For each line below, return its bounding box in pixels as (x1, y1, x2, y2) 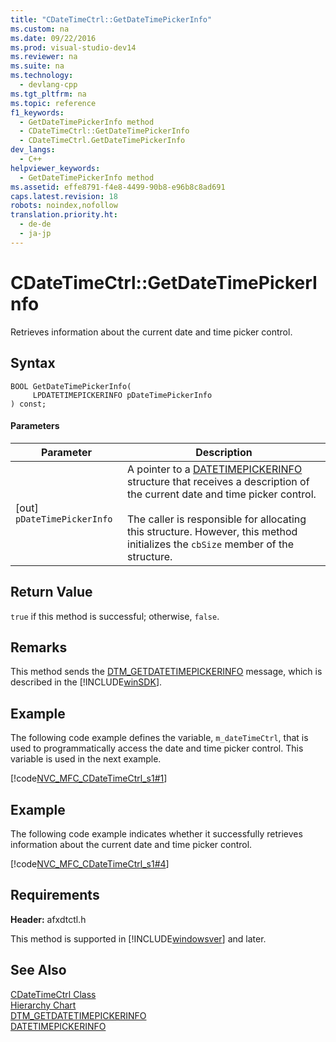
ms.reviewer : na (10, 52, 78, 62)
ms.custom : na (10, 24, 70, 34)
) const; (10, 399, 47, 409)
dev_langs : (10, 145, 56, 155)
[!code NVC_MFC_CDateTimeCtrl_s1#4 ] (10, 857, 170, 870)
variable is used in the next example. (10, 753, 162, 765)
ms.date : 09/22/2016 (10, 33, 97, 43)
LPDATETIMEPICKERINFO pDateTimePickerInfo (32, 390, 213, 400)
